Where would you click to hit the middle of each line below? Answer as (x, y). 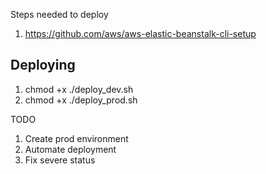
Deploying (43, 65)
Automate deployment (70, 149)
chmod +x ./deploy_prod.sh (81, 100)
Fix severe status (60, 160)
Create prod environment (76, 138)
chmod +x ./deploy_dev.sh (79, 89)
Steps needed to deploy (59, 14)
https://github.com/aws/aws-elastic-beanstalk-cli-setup (140, 33)
